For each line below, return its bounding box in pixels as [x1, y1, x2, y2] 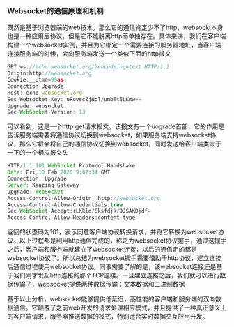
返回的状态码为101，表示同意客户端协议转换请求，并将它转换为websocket [7, 228, 219, 236]
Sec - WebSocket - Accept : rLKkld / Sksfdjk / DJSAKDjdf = [7, 208, 151, 215]
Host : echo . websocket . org [7, 89, 82, 96]
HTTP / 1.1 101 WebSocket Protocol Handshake [7, 162, 136, 169]
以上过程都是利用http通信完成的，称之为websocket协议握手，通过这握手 [19, 236, 227, 245]
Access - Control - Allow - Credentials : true [7, 201, 123, 208]
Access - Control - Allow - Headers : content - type [7, 214, 136, 221]
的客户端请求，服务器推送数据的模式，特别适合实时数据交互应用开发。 [7, 312, 209, 321]
